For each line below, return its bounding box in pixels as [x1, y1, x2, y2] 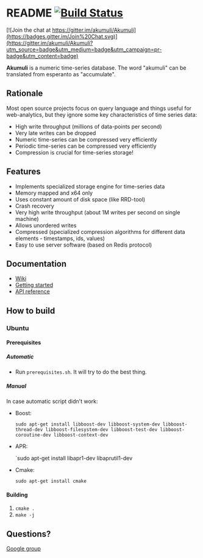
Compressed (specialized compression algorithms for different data [15, 228, 185, 235]
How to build [6, 305, 55, 316]
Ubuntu [6, 324, 29, 332]
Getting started [15, 281, 54, 289]
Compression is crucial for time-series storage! [15, 148, 134, 156]
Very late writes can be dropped [15, 129, 96, 137]
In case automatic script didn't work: [6, 397, 99, 405]
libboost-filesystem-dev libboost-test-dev [45, 427, 158, 433]
